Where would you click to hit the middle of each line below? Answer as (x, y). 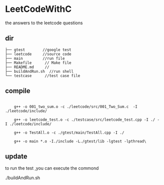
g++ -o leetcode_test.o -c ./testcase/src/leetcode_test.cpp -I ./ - (87, 120)
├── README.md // (27, 67)
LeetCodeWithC (38, 9)
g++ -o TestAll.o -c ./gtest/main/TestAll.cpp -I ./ (69, 133)
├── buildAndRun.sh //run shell (39, 71)
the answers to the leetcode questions (44, 23)
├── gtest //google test (38, 50)
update (16, 156)
